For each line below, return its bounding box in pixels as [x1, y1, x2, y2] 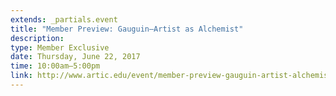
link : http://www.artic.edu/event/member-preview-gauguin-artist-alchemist [10, 71, 333, 81]
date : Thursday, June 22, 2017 [10, 52, 141, 62]
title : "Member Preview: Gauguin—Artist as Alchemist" [10, 24, 244, 34]
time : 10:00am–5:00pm [10, 61, 101, 71]
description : [10, 33, 65, 43]
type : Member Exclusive [10, 42, 110, 53]
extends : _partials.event [10, 14, 118, 25]
